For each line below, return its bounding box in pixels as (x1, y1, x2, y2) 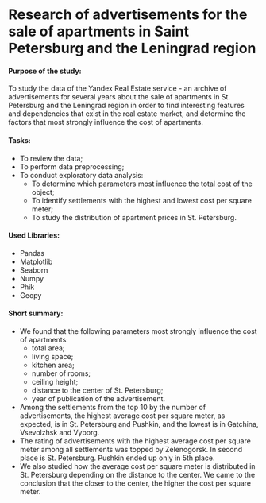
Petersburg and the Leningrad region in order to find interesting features (8, 101, 245, 110)
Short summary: (8, 308, 64, 319)
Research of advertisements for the (8, 6, 248, 24)
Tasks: (8, 135, 31, 145)
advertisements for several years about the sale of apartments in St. (8, 92, 230, 102)
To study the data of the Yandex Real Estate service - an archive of (8, 83, 227, 93)
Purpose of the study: (8, 66, 82, 75)
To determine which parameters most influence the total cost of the (31, 179, 253, 188)
